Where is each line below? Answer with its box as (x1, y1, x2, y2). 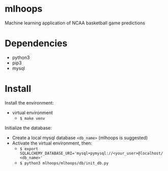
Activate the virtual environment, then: (12, 140, 92, 146)
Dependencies (5, 38, 68, 49)
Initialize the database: (5, 125, 52, 131)
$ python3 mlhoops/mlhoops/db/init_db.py (19, 160, 109, 165)
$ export (19, 146, 39, 151)
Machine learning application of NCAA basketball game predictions (5, 20, 145, 26)
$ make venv (19, 116, 45, 121)
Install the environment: (5, 99, 54, 106)
